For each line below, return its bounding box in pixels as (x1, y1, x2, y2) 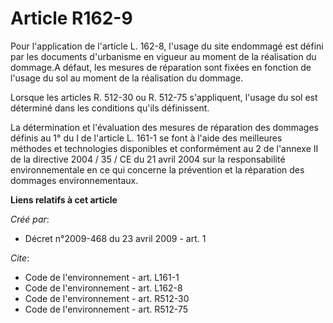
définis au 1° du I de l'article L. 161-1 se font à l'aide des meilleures (10, 132, 283, 144)
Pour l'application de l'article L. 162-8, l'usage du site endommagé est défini (10, 40, 324, 52)
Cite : (10, 252, 30, 264)
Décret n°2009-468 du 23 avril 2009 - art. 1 (24, 232, 207, 244)
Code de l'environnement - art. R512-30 (24, 292, 190, 304)
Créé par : (10, 213, 50, 225)
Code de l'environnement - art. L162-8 (24, 282, 183, 294)
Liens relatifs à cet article (10, 193, 118, 206)
